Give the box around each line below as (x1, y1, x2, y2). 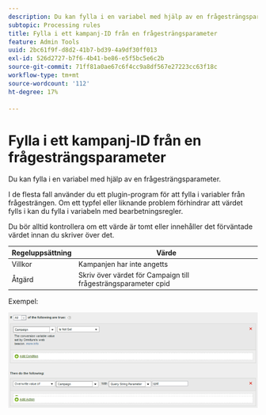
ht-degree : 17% (8, 88, 59, 96)
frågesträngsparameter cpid (78, 279, 170, 288)
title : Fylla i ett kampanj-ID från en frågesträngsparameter (8, 29, 218, 37)
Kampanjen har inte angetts (78, 260, 169, 269)
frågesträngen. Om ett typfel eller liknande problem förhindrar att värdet (8, 198, 243, 207)
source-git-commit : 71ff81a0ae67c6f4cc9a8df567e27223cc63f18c (8, 63, 218, 71)
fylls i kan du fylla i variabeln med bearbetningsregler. (8, 207, 184, 216)
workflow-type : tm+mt (8, 71, 80, 79)
